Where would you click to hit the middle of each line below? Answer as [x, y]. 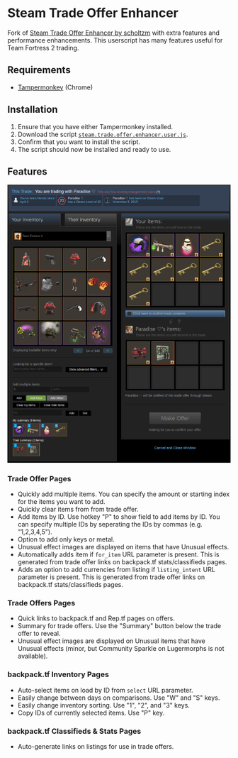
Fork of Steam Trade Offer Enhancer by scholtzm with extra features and [113, 33]
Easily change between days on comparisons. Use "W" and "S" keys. [119, 698]
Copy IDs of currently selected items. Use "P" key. [91, 713]
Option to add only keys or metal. [66, 539]
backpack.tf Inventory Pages [58, 674]
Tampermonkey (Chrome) [55, 87]
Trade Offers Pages [41, 603]
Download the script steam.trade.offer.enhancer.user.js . [103, 134]
